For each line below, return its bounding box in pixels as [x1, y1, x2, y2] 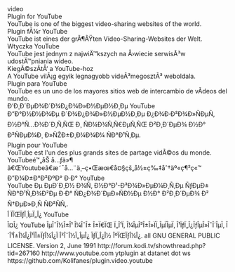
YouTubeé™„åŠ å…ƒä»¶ [7, 156, 74, 164]
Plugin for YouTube [7, 12, 62, 20]
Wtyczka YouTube [7, 42, 60, 50]
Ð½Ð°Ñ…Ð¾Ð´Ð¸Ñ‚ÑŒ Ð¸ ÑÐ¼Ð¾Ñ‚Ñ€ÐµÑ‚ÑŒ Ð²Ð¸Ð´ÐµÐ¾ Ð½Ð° [7, 120, 206, 129]
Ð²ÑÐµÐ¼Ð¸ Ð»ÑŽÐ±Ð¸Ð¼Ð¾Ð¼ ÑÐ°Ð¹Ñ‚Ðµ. [7, 131, 142, 139]
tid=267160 [7, 249, 41, 257]
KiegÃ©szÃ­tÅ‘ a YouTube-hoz [7, 65, 94, 72]
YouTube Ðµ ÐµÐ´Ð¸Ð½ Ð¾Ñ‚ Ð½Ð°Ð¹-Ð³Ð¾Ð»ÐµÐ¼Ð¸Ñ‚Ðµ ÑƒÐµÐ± [7, 181, 209, 190]
